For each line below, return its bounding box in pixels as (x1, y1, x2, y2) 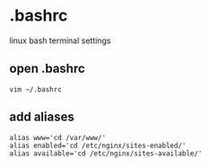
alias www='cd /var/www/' (9, 133, 106, 142)
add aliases (9, 110, 74, 125)
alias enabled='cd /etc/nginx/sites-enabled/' (9, 141, 187, 150)
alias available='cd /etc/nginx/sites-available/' (9, 149, 203, 158)
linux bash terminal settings (9, 35, 111, 46)
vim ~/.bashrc (9, 84, 63, 94)
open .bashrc (9, 61, 85, 76)
